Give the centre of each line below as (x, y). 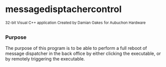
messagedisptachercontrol (64, 9)
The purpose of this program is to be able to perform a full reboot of (76, 48)
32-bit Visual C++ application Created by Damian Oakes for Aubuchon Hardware (75, 23)
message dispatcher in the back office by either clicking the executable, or (83, 53)
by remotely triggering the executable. (45, 58)
